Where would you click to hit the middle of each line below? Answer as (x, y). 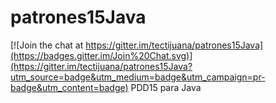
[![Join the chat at (47, 45)
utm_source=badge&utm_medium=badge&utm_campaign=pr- (138, 77)
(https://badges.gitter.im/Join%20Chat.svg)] (101, 55)
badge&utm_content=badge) (69, 87)
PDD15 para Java (166, 87)
